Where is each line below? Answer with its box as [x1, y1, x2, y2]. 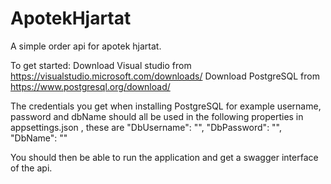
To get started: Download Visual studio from [10, 59, 192, 71]
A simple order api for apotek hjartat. [10, 40, 162, 52]
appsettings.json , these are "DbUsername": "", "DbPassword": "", [10, 121, 283, 133]
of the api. [10, 162, 53, 174]
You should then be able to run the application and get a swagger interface [10, 151, 319, 163]
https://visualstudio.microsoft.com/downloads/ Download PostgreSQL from [10, 70, 320, 82]
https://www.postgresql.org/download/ [10, 80, 171, 92]
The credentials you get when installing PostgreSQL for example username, [10, 100, 322, 112]
